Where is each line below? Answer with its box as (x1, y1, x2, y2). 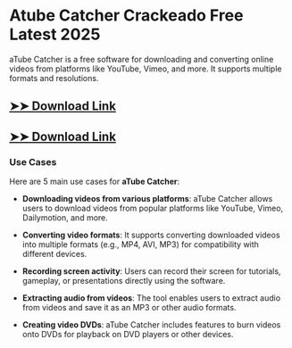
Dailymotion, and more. (21, 212, 109, 223)
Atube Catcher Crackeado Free (9, 5, 244, 26)
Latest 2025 (9, 24, 101, 45)
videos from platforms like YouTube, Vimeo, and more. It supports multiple (9, 63, 282, 74)
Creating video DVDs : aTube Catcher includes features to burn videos (21, 319, 281, 330)
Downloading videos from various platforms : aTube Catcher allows (21, 194, 273, 204)
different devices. (21, 249, 88, 260)
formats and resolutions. (9, 72, 99, 83)
